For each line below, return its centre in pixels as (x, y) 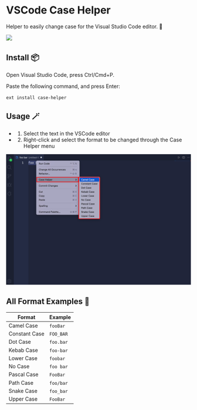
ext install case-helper (36, 97)
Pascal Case (23, 375)
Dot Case (20, 342)
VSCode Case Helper (58, 10)
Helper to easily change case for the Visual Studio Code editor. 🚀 (84, 26)
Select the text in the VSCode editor (67, 133)
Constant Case (27, 334)
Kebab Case (23, 350)
